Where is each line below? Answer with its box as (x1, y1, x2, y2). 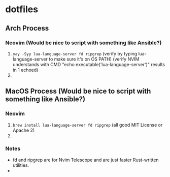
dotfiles (5, 4, 39, 15)
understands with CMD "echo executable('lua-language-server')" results (12, 61, 165, 67)
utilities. (12, 162, 29, 168)
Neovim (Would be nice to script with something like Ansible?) (5, 39, 162, 46)
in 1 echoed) (12, 67, 39, 73)
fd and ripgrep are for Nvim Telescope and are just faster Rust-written (12, 157, 159, 163)
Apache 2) (12, 127, 35, 133)
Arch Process (5, 24, 49, 33)
